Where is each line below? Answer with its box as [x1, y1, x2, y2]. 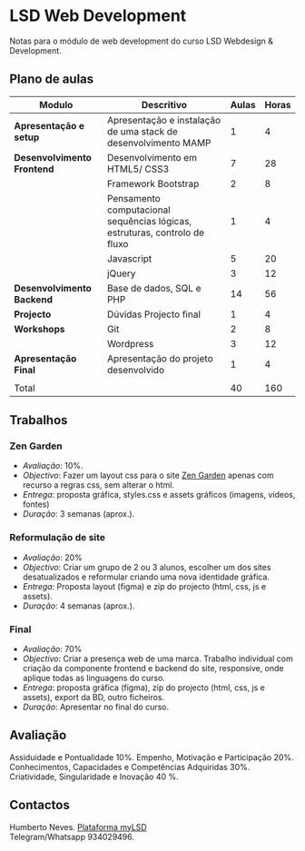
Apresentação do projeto [107, 351, 213, 364]
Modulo [39, 98, 74, 111]
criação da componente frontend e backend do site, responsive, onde [22, 663, 284, 674]
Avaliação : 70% [22, 644, 83, 655]
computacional [107, 203, 171, 216]
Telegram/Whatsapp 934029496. [9, 831, 134, 842]
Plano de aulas [9, 72, 94, 87]
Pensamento [107, 192, 161, 204]
